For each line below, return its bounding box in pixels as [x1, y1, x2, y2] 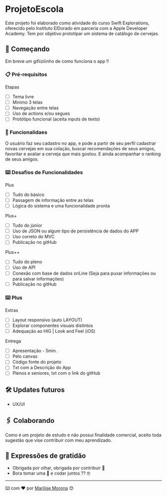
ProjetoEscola [5, 3, 64, 15]
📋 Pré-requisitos [5, 71, 47, 78]
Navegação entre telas [12, 105, 59, 111]
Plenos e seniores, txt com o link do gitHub [12, 370, 100, 376]
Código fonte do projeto [12, 359, 62, 365]
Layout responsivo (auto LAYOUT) [12, 317, 83, 323]
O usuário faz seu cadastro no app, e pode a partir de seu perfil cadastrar [5, 140, 157, 146]
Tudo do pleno [12, 259, 42, 265]
